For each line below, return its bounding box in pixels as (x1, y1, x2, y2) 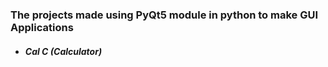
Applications (10, 20, 74, 34)
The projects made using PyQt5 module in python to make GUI (10, 8, 318, 22)
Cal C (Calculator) (24, 45, 103, 57)
